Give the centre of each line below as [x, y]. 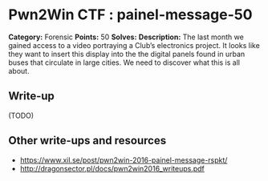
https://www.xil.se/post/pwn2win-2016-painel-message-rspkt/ [124, 160]
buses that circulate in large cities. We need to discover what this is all [124, 62]
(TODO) [21, 115]
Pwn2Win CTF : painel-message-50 [130, 15]
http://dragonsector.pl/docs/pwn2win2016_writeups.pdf [112, 168]
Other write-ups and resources [87, 141]
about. [19, 70]
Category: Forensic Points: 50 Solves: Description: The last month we [126, 37]
